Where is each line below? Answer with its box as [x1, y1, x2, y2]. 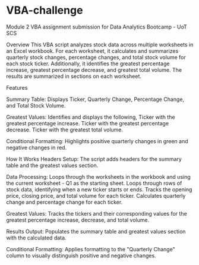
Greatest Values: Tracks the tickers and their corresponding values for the [6, 210, 187, 217]
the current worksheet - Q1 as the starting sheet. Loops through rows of [6, 179, 182, 187]
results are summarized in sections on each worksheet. [6, 72, 141, 80]
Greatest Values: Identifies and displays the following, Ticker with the [6, 113, 175, 121]
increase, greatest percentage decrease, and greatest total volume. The [6, 66, 182, 73]
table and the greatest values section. [6, 162, 99, 169]
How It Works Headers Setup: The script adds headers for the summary [6, 155, 182, 162]
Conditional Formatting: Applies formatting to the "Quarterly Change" [6, 245, 175, 253]
